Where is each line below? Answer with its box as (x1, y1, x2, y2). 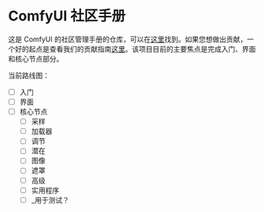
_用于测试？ (31, 195, 69, 204)
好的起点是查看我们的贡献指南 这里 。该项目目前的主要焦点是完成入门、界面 (14, 44, 256, 53)
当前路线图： (8, 70, 49, 80)
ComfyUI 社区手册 (8, 7, 126, 25)
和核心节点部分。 (8, 54, 64, 63)
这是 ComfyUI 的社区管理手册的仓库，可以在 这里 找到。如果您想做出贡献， (8, 34, 247, 44)
